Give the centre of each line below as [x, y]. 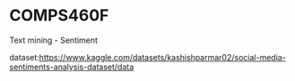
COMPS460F [59, 16]
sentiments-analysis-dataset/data [72, 67]
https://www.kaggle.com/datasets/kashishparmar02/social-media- [163, 57]
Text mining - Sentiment [54, 40]
